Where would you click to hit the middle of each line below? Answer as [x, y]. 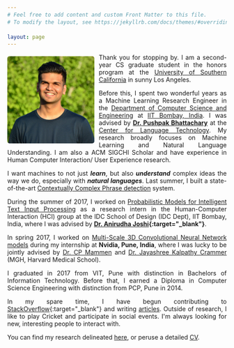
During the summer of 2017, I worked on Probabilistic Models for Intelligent [117, 202]
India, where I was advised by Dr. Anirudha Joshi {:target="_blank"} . [107, 224]
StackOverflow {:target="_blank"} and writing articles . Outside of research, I [117, 309]
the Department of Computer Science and [163, 108]
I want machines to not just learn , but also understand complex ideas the [117, 174]
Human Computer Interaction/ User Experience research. [89, 160]
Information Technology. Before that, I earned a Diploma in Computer [117, 281]
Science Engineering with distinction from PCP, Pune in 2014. [95, 288]
